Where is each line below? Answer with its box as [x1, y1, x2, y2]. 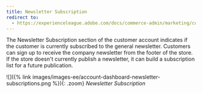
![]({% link [6, 73, 31, 81]
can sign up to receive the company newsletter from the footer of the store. [6, 49, 193, 56]
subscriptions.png [6, 80, 51, 87]
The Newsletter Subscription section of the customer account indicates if [6, 37, 188, 44]
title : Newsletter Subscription [6, 8, 87, 15]
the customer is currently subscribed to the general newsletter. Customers [6, 43, 191, 50]
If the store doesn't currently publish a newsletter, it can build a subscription [6, 55, 195, 63]
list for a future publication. [6, 62, 73, 69]
